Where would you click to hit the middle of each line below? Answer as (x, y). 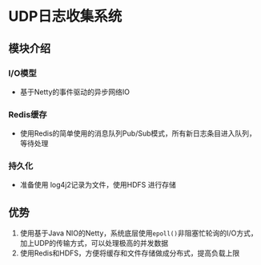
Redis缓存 (28, 114)
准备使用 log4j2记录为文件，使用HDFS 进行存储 (98, 185)
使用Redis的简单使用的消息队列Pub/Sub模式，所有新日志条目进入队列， (138, 133)
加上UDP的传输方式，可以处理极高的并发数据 (94, 243)
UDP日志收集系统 (65, 16)
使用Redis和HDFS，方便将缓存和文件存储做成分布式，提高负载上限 (130, 253)
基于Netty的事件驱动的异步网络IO (75, 92)
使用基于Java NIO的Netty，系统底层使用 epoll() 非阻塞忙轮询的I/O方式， (139, 233)
